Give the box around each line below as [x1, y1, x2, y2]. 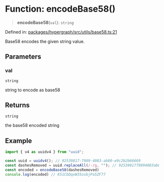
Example [5, 137, 32, 145]
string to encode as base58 [5, 87, 61, 93]
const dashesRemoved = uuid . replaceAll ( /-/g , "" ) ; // [5, 163, 117, 168]
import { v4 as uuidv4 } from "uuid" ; [5, 150, 84, 155]
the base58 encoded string [5, 122, 60, 128]
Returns [5, 101, 30, 109]
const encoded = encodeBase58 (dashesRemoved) [5, 167, 99, 172]
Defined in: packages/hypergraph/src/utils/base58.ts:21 [5, 29, 117, 35]
